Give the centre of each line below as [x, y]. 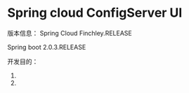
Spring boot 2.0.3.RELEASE [47, 47]
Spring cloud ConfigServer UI [95, 13]
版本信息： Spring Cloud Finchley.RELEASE [70, 33]
